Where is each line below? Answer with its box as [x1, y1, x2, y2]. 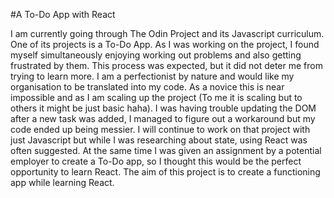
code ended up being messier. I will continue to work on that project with [10, 124, 311, 135]
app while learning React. [10, 177, 115, 188]
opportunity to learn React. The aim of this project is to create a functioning [10, 166, 321, 178]
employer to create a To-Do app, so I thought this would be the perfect [10, 155, 302, 167]
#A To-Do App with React [10, 9, 116, 20]
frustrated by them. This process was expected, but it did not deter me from [10, 60, 323, 71]
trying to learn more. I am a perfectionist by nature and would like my [10, 70, 295, 82]
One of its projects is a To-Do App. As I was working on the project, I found [10, 39, 320, 50]
